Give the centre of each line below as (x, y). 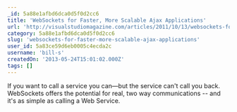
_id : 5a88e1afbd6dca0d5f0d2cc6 (53, 14)
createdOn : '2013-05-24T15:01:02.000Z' (66, 59)
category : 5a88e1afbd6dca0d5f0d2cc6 (61, 33)
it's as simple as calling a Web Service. (64, 100)
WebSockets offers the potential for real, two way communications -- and (114, 93)
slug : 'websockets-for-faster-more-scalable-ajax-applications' (104, 40)
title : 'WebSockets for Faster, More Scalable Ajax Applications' (107, 20)
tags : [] (20, 66)
